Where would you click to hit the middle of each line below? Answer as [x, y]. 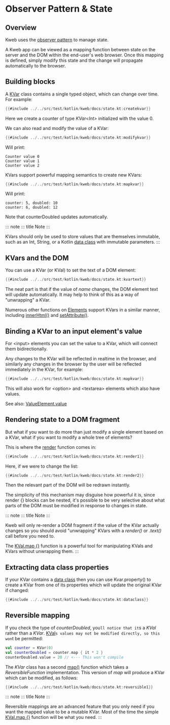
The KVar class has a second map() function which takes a [67, 667]
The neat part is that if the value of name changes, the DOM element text [82, 289]
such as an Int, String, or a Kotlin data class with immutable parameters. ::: [83, 242]
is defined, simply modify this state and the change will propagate [74, 60]
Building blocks [30, 82]
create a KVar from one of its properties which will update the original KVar [83, 585]
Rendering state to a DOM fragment [63, 420]
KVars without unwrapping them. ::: [42, 551]
